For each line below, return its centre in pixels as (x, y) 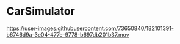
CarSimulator (41, 11)
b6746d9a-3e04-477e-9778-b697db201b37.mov (68, 34)
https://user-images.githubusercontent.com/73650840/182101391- (90, 28)
